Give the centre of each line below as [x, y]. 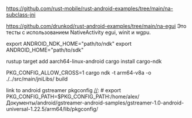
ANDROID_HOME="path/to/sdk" [45, 50]
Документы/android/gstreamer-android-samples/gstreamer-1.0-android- [95, 103]
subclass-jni [21, 15]
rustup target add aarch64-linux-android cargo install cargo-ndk [84, 61]
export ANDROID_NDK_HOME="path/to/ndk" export [69, 44]
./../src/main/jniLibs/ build [37, 79]
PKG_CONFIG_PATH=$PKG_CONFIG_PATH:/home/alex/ [73, 97]
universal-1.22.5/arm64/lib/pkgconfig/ [52, 109]
